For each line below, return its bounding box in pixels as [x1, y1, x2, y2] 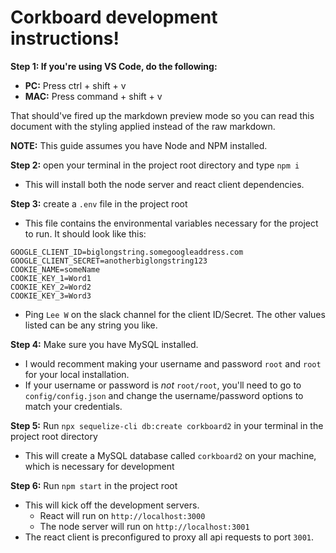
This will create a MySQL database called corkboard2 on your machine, [24, 449, 317, 461]
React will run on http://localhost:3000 [39, 509, 206, 521]
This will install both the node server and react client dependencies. [24, 178, 305, 190]
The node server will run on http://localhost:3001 [39, 520, 250, 532]
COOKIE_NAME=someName [10, 264, 101, 275]
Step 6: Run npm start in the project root [10, 479, 178, 491]
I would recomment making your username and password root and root [24, 357, 322, 370]
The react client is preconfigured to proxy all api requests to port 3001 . [24, 531, 315, 543]
